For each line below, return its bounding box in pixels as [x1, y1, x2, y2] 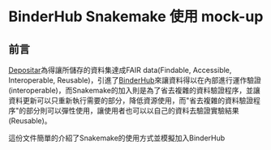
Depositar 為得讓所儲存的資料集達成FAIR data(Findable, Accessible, [8, 66, 232, 75]
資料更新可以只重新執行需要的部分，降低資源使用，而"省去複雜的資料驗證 [8, 96, 254, 105]
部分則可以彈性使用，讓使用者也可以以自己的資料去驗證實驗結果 [25, 106, 239, 115]
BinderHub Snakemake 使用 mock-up [8, 7, 264, 26]
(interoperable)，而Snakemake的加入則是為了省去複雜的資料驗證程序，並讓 [8, 86, 261, 95]
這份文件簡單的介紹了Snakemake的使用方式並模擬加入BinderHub [8, 133, 226, 143]
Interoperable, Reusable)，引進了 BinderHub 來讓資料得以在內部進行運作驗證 [8, 75, 261, 85]
